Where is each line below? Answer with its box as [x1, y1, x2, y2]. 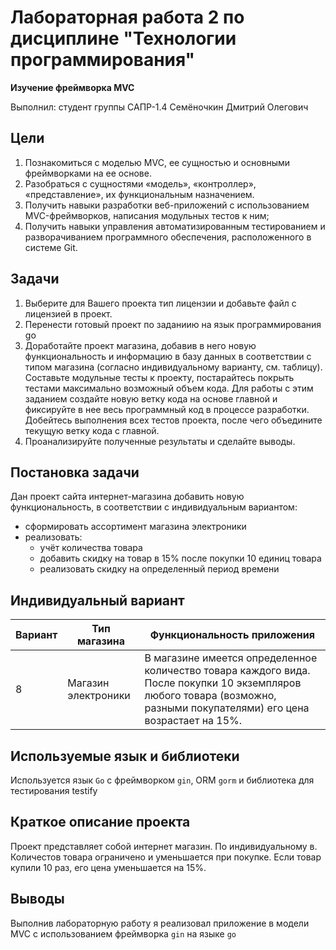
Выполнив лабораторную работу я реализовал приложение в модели [10, 917, 310, 929]
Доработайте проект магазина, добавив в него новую [24, 339, 257, 351]
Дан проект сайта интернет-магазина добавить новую [10, 491, 245, 503]
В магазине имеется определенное [144, 651, 318, 665]
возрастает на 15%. [144, 714, 243, 728]
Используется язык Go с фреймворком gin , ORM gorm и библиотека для [10, 774, 315, 786]
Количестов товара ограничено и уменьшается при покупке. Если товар [10, 851, 322, 863]
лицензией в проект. [24, 307, 113, 320]
